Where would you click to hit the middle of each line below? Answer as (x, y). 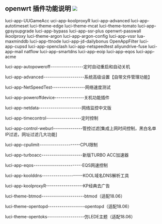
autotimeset (17, 26)
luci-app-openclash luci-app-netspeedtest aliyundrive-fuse (88, 46)
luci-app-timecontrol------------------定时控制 (52, 118)
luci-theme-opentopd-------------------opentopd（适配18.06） (68, 206)
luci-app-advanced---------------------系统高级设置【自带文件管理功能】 (79, 77)
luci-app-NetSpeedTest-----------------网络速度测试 (58, 87)
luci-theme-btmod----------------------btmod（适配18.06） (65, 196)
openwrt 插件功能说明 (38, 9)
